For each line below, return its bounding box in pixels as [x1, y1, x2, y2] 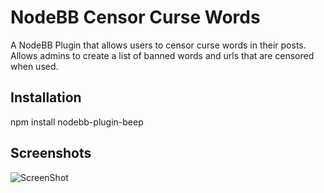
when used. [10, 60, 59, 72]
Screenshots [10, 145, 92, 162]
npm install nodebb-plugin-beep [10, 116, 144, 128]
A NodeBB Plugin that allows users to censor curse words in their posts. [10, 39, 307, 51]
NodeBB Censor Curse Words [10, 6, 261, 29]
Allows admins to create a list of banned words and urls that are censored [10, 49, 315, 61]
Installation [10, 89, 82, 106]
